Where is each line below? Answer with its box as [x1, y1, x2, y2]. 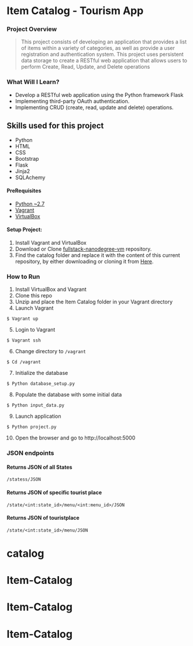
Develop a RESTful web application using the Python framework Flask [15, 91, 184, 98]
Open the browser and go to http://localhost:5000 [15, 434, 136, 441]
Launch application [15, 412, 61, 420]
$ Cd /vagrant [6, 359, 42, 365]
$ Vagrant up [6, 316, 39, 322]
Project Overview [6, 25, 57, 33]
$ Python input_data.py [6, 403, 65, 408]
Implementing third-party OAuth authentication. [15, 97, 130, 104]
